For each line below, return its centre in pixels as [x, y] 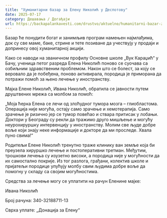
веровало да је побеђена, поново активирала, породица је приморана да [83, 74]
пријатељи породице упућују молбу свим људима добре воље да [75, 166]
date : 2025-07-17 [23, 14]
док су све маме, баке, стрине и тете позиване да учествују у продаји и [82, 43]
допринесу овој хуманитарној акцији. [45, 48]
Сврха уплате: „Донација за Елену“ [43, 210]
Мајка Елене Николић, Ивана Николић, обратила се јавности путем [77, 89]
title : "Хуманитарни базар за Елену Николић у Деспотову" [66, 10]
